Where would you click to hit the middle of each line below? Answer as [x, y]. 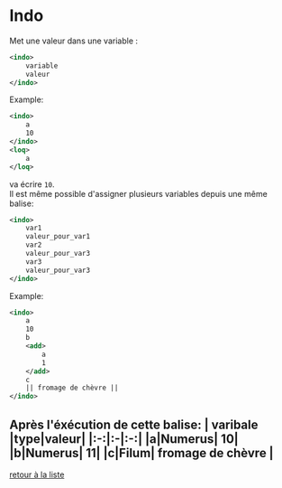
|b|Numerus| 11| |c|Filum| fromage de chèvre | [141, 453]
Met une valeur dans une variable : [73, 41]
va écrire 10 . [32, 184]
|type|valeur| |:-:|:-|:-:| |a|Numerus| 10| [124, 439]
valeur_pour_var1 [58, 237]
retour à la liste [37, 474]
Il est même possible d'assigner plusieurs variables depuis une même [138, 193]
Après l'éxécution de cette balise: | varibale [134, 424]
